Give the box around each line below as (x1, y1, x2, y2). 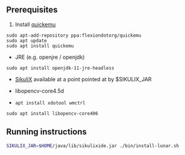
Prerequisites (6, 5, 58, 15)
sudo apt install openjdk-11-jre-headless (6, 65, 114, 71)
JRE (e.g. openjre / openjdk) (14, 53, 85, 61)
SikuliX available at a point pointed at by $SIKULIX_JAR (14, 75, 152, 83)
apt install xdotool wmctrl (14, 100, 86, 106)
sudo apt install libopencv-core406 (6, 111, 98, 117)
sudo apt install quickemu (6, 43, 74, 49)
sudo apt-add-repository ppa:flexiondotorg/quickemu (6, 32, 142, 38)
